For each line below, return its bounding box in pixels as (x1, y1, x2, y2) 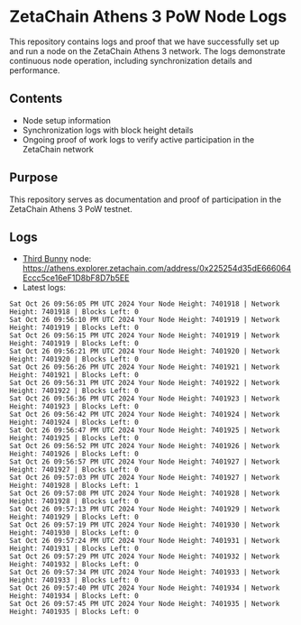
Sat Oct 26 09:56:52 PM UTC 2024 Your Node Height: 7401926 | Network (9, 442, 280, 451)
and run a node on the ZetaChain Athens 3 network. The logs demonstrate (9, 45, 286, 56)
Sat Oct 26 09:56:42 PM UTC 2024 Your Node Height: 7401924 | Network (9, 410, 280, 419)
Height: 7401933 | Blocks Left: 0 (9, 575, 140, 585)
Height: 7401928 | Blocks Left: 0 (9, 497, 140, 506)
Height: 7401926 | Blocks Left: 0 (9, 449, 140, 459)
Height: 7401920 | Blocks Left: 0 (9, 354, 140, 364)
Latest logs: (22, 282, 66, 293)
